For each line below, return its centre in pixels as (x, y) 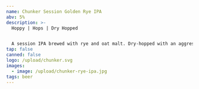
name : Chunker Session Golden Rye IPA (54, 11)
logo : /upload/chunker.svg (39, 60)
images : (16, 65)
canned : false (24, 55)
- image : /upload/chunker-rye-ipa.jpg (60, 71)
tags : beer (20, 77)
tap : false (20, 50)
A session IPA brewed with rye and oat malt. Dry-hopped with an (94, 44)
